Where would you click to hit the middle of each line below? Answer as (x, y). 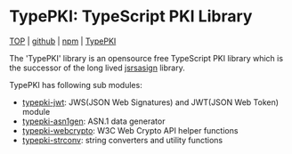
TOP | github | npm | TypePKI (63, 41)
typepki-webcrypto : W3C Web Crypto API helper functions (130, 130)
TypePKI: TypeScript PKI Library (131, 16)
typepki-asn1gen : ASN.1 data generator (93, 121)
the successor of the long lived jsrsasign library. (97, 68)
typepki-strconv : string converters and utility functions (122, 140)
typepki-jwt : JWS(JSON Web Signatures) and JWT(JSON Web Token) (150, 102)
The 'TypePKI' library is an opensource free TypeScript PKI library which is (146, 58)
